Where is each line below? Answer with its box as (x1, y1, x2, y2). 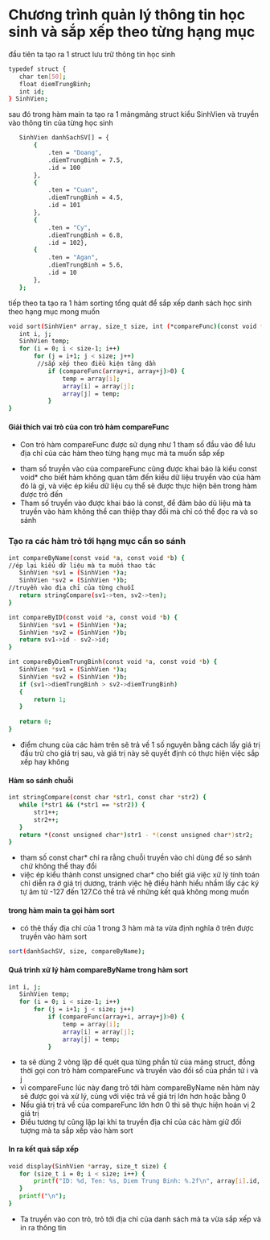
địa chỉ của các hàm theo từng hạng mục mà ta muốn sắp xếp (19, 449, 225, 458)
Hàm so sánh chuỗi (8, 775, 74, 785)
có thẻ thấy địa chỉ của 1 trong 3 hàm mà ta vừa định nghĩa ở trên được (19, 923, 255, 933)
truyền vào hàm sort (19, 932, 88, 942)
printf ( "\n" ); (18, 1192, 67, 1201)
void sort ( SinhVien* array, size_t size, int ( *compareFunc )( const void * (8, 322, 264, 330)
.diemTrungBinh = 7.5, (47, 156, 125, 164)
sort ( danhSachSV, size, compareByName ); (8, 948, 146, 956)
